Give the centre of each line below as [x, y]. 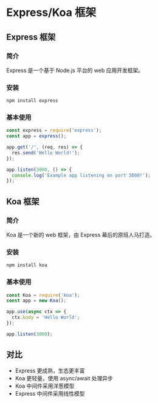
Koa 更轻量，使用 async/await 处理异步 [64, 378]
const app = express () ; [36, 136]
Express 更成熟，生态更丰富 [50, 371]
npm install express [33, 101]
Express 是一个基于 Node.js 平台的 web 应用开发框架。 [75, 70]
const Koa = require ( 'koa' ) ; [43, 295]
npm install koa [27, 265]
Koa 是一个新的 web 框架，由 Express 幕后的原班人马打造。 [81, 235]
